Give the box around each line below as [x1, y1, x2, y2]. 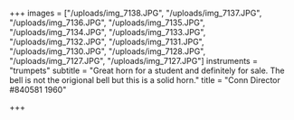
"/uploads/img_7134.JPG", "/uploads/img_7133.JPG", [9, 27, 206, 37]
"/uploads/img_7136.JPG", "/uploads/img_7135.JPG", [9, 17, 205, 28]
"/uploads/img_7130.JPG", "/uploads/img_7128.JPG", [9, 46, 206, 57]
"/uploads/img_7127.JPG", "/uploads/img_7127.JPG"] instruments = [9, 56, 258, 66]
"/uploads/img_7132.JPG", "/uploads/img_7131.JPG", [9, 36, 204, 47]
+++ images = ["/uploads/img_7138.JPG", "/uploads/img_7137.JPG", [9, 8, 262, 18]
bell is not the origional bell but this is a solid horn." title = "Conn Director [9, 75, 280, 85]
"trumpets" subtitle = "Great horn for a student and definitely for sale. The [9, 65, 285, 76]
